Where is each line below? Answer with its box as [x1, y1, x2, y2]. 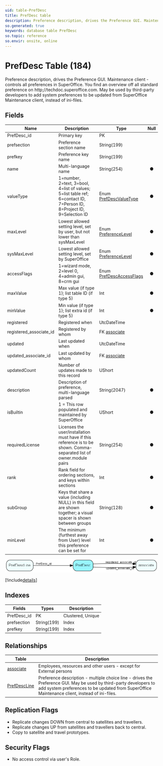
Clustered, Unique [63, 613, 99, 618]
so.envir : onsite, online [5, 39, 57, 44]
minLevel [7, 537, 25, 543]
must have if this [58, 434, 91, 440]
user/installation [58, 429, 91, 435]
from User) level [58, 537, 91, 543]
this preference [58, 542, 89, 548]
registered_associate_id [7, 329, 55, 335]
